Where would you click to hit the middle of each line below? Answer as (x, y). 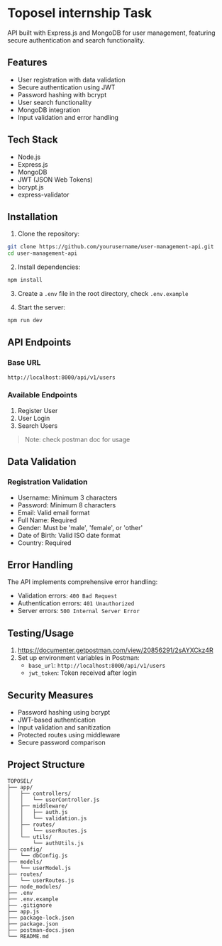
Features (27, 63)
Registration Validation (48, 482)
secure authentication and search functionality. (76, 40)
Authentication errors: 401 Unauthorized (76, 603)
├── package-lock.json (41, 918)
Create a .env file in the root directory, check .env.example (103, 293)
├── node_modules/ (34, 886)
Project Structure (46, 765)
